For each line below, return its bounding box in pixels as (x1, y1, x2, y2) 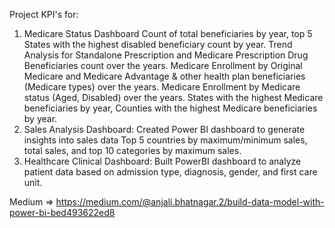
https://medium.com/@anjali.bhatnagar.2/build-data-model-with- (55, 196, 325, 208)
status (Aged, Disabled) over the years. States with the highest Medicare (23, 92, 324, 103)
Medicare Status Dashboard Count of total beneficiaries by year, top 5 (23, 28, 313, 39)
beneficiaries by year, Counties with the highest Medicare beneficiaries (23, 102, 318, 114)
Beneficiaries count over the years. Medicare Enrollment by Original (23, 60, 303, 71)
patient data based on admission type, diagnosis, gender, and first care (23, 166, 318, 178)
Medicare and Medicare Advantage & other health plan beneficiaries (23, 70, 306, 82)
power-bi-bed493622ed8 (9, 207, 116, 218)
